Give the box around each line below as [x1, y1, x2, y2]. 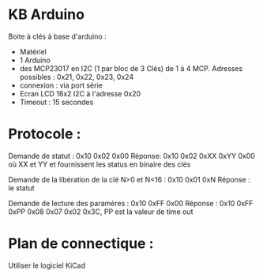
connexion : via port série [19, 81, 103, 90]
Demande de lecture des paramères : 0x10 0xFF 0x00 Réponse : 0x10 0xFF [8, 198, 254, 208]
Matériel [19, 47, 47, 56]
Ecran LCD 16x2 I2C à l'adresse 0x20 [19, 88, 141, 98]
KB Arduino [8, 6, 85, 24]
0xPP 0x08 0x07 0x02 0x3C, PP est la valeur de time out [8, 207, 193, 216]
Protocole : [8, 125, 81, 143]
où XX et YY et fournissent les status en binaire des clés [8, 160, 191, 169]
